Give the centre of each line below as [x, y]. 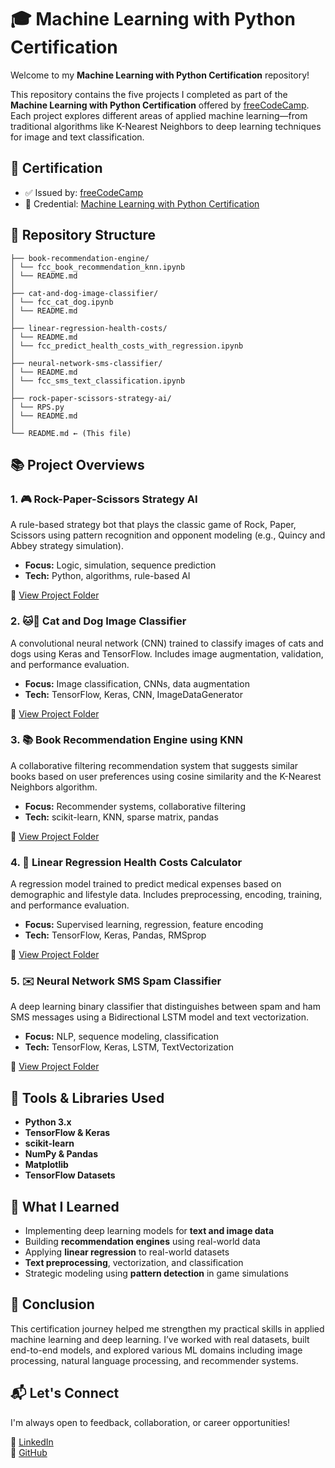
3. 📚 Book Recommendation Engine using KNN [127, 740]
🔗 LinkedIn [32, 1442]
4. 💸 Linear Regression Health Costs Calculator [126, 862]
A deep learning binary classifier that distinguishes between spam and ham [165, 1007]
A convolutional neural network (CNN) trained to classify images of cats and [167, 643]
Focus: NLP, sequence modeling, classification [121, 1037]
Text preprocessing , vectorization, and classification [134, 1263]
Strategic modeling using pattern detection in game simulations [156, 1273]
